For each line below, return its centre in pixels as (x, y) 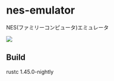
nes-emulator (41, 10)
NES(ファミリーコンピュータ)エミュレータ (57, 27)
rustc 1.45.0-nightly (30, 72)
